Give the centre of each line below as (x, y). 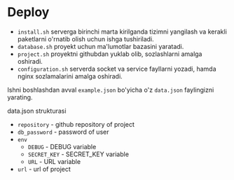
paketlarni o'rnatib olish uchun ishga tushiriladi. (85, 39)
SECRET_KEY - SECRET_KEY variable (78, 154)
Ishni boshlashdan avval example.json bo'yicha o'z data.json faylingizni (111, 90)
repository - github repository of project (76, 124)
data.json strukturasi (37, 111)
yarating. (20, 97)
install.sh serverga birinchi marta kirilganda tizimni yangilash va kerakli (122, 32)
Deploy (28, 12)
